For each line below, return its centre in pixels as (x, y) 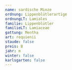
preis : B (14, 46)
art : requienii (21, 37)
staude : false (20, 42)
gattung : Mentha (22, 33)
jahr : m (13, 51)
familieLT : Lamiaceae (27, 28)
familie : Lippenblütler (30, 23)
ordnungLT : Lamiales (26, 19)
